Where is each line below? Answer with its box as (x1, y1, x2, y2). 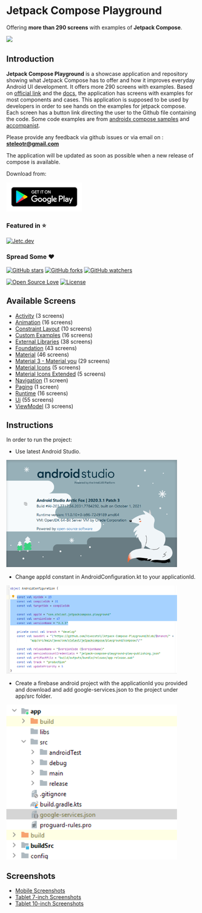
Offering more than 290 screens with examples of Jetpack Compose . (6, 24, 183, 31)
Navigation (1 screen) (15, 376, 69, 384)
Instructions (6, 420, 53, 430)
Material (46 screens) (15, 351, 70, 358)
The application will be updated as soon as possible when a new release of (6, 151, 194, 159)
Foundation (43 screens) (15, 344, 77, 351)
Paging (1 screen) (15, 383, 59, 390)
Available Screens (6, 296, 76, 306)
